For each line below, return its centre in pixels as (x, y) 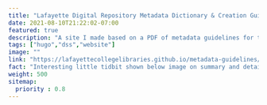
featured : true (33, 30)
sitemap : (23, 81)
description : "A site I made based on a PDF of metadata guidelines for (131, 37)
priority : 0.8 (41, 89)
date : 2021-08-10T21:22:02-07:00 (64, 23)
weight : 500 (28, 74)
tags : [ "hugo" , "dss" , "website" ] (62, 45)
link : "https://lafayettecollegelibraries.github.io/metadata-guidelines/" (136, 60)
